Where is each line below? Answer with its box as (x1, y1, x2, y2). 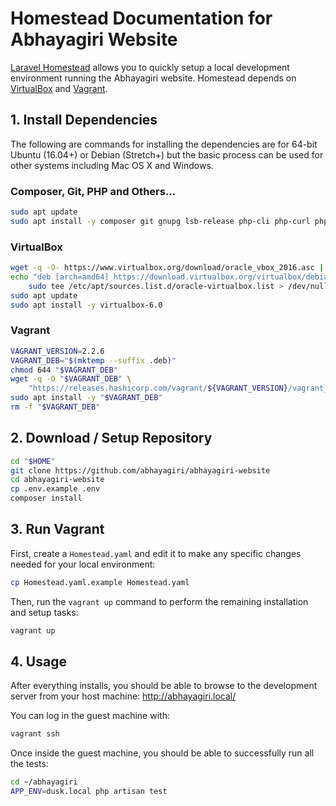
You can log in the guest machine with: (10, 710, 170, 722)
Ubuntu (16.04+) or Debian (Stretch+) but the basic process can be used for (10, 148, 324, 161)
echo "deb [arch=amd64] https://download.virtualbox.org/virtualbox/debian (10, 272, 333, 282)
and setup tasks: (10, 606, 79, 618)
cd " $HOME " (10, 456, 56, 466)
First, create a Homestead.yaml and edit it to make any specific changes (10, 547, 302, 559)
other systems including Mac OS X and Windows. (10, 159, 214, 171)
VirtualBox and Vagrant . (10, 82, 108, 94)
